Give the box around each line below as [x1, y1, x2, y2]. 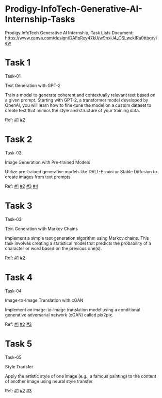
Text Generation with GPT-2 [5, 83, 61, 88]
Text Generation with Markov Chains [5, 226, 78, 232]
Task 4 [5, 272, 33, 282]
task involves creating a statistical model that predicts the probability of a [5, 240, 151, 246]
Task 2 [5, 134, 32, 145]
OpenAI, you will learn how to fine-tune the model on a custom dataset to [5, 102, 152, 108]
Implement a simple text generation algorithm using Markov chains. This [5, 235, 149, 241]
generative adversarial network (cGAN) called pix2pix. [5, 312, 113, 317]
